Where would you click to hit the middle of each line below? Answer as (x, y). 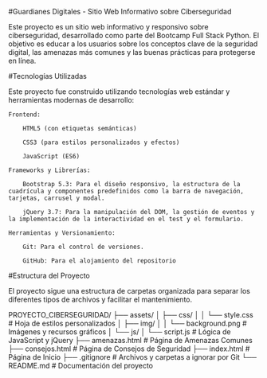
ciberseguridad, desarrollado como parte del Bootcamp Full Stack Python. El (134, 35)
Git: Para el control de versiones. (84, 247)
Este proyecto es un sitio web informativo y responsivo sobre (108, 27)
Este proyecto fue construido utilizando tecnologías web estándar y (119, 92)
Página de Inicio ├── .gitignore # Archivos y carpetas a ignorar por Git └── (133, 357)
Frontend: (25, 115)
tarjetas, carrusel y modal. (57, 198)
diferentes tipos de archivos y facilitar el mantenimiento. (100, 299)
